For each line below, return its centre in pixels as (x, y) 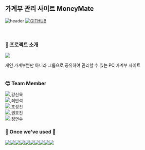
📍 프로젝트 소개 (22, 44)
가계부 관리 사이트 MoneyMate (49, 9)
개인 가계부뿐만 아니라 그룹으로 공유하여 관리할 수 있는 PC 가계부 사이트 (73, 65)
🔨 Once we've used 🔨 (30, 132)
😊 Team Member (26, 83)
